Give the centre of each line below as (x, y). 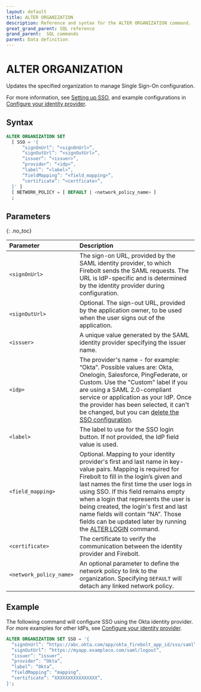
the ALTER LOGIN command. (119, 529)
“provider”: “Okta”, (37, 661)
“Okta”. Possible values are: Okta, (126, 367)
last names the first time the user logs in (135, 484)
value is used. (99, 445)
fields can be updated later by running (133, 522)
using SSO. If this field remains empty (132, 492)
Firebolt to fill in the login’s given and (131, 477)
